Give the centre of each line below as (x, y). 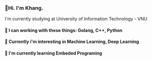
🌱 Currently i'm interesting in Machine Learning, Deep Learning (72, 41)
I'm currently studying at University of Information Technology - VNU (76, 19)
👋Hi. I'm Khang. (24, 8)
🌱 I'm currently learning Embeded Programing (53, 53)
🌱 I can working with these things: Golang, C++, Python (63, 30)
